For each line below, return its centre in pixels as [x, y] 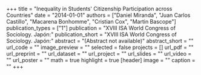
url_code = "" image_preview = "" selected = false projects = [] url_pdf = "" [100, 47]
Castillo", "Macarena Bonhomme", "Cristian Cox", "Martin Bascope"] [91, 21]
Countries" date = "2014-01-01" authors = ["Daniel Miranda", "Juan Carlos [98, 15]
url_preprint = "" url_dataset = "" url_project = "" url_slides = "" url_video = [99, 54]
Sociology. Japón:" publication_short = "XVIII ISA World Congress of [91, 34]
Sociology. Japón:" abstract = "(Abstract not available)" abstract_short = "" [100, 41]
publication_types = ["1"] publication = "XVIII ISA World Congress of [91, 28]
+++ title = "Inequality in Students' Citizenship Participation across [89, 9]
